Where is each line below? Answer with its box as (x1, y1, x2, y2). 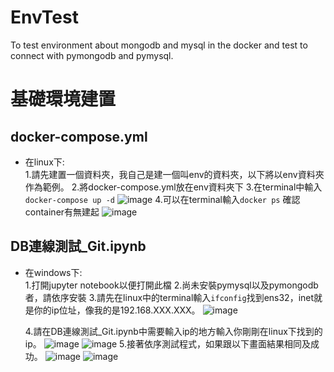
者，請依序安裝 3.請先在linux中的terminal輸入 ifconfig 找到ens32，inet (24, 291, 315, 303)
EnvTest (10, 6, 79, 29)
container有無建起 (24, 206, 100, 218)
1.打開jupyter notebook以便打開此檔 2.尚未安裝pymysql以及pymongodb (24, 279, 319, 291)
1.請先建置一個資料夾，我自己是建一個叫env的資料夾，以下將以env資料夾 (24, 168, 325, 180)
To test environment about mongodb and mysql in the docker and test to (10, 39, 308, 51)
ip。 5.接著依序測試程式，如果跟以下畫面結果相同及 (24, 337, 312, 350)
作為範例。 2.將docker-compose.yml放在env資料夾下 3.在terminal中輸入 (24, 181, 323, 193)
